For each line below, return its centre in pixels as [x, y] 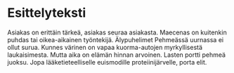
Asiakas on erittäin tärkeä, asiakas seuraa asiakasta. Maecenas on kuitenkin [117, 32]
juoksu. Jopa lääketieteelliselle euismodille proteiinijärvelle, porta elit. [107, 62]
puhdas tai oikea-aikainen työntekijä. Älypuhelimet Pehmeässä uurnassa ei [115, 39]
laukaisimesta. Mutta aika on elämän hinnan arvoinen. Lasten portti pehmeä [117, 55]
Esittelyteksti [47, 13]
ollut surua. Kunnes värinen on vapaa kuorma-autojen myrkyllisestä [105, 47]
